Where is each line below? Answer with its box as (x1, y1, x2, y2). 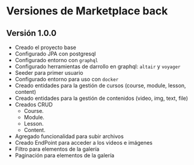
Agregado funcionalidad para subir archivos (14, 133, 124, 140)
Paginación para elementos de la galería (14, 152, 115, 159)
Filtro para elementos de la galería (14, 145, 100, 152)
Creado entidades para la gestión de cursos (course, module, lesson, (14, 82, 186, 89)
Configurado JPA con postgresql (14, 50, 96, 57)
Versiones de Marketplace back (6, 4, 168, 18)
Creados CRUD (14, 101, 53, 108)
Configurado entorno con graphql (14, 57, 99, 63)
